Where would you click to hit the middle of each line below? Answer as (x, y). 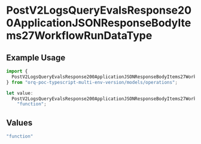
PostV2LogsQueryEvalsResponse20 (99, 10)
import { (17, 71)
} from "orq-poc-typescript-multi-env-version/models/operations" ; (92, 82)
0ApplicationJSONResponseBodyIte (99, 23)
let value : (20, 93)
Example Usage (36, 57)
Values (19, 123)
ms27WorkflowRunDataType (79, 36)
